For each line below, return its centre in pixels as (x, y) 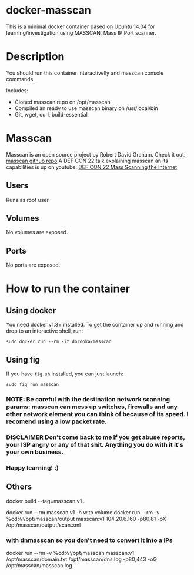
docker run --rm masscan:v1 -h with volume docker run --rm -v (83, 512)
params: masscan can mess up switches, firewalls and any (92, 407)
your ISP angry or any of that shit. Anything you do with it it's (95, 444)
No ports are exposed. (33, 265)
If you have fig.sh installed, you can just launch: (65, 374)
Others (19, 487)
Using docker (31, 310)
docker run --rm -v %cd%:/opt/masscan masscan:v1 (70, 553)
